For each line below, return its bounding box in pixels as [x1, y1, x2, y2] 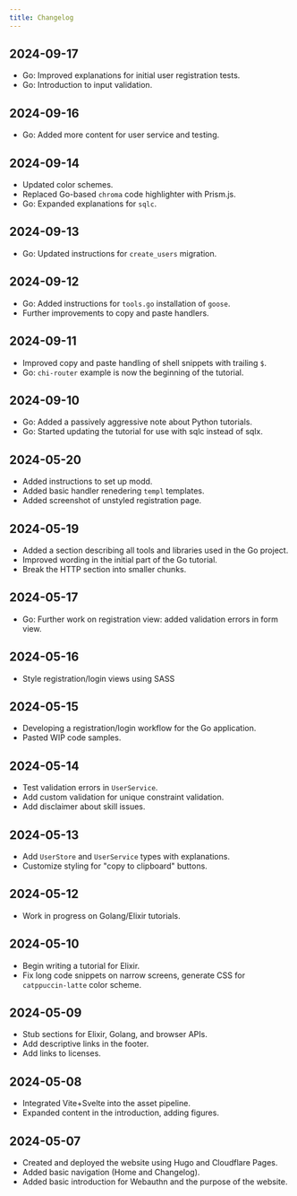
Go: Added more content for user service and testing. [21, 129, 220, 140]
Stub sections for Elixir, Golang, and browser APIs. [21, 1029, 208, 1040]
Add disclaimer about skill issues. [21, 801, 146, 812]
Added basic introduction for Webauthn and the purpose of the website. [21, 1176, 288, 1187]
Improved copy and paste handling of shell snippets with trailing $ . [21, 357, 267, 368]
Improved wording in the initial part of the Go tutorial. [21, 554, 217, 565]
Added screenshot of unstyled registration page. [21, 495, 202, 506]
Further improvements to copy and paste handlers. [21, 307, 209, 319]
